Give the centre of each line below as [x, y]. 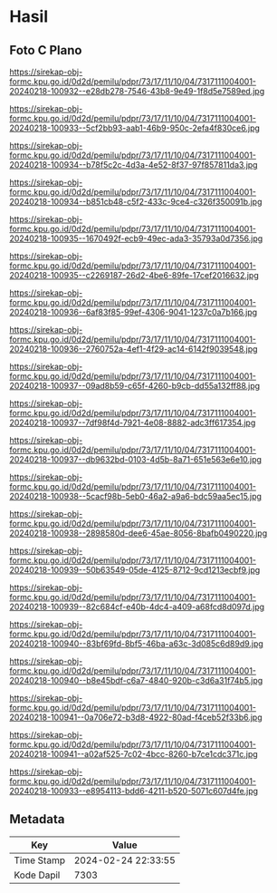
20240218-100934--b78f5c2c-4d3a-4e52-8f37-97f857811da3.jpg [134, 165]
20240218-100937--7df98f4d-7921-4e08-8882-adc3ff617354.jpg [133, 422]
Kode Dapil [37, 875]
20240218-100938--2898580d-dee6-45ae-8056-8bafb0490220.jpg [138, 533]
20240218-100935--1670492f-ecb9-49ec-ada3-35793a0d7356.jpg [136, 238]
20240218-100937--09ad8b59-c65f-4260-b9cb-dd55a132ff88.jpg [135, 386]
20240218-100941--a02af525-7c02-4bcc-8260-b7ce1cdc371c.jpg [134, 754]
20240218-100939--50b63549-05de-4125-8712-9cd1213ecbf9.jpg [135, 570]
